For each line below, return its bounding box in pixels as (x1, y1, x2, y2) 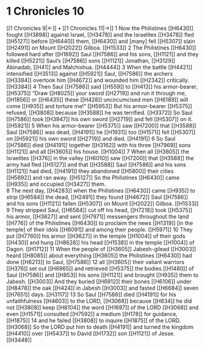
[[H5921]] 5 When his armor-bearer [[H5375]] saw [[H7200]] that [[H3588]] (6, 122, 196, 129)
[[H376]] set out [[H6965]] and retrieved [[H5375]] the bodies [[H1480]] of (6, 265, 194, 272)
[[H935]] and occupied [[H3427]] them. (6, 180, 106, 188)
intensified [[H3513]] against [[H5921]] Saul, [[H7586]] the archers (6, 70, 173, 77)
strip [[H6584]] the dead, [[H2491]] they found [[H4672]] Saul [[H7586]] (6, 193, 188, 200)
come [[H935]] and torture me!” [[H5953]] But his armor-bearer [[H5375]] (6, 102, 192, 109)
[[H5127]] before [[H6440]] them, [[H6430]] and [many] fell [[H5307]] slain (6, 37, 195, 45)
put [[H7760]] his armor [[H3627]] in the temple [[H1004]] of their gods (6, 232, 186, 240)
